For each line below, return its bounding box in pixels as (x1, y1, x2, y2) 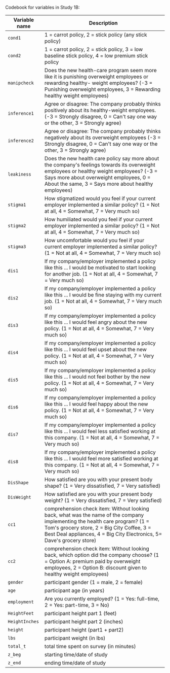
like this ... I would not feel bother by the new (45, 373, 151, 380)
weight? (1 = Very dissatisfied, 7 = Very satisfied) (45, 497, 162, 504)
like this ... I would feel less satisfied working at (45, 428, 156, 434)
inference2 (8, 138, 34, 144)
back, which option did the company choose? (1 (45, 552, 159, 558)
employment (8, 599, 34, 604)
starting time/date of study (45, 651, 108, 658)
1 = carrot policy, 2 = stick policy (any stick (45, 31, 147, 38)
